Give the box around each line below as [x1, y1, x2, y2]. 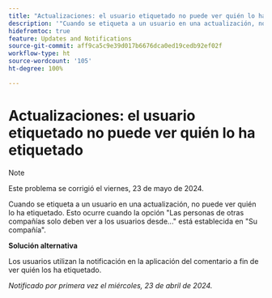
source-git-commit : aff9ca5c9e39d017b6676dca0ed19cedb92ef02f [8, 42, 223, 50]
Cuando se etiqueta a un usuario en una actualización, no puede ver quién [8, 199, 257, 209]
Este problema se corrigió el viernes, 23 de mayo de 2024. [8, 183, 204, 193]
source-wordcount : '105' [8, 57, 92, 66]
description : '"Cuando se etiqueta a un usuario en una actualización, [8, 19, 255, 28]
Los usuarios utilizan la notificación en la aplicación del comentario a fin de [8, 256, 259, 266]
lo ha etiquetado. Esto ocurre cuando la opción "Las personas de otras [8, 207, 244, 217]
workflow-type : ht [8, 49, 70, 57]
